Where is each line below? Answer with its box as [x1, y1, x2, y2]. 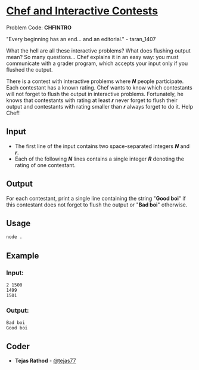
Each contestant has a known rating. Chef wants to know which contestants [6, 84, 192, 91]
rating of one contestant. [14, 161, 76, 168]
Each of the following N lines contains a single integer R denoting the [14, 155, 185, 162]
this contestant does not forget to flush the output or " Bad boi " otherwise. [6, 201, 188, 208]
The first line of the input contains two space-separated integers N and [14, 142, 189, 150]
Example [6, 251, 39, 261]
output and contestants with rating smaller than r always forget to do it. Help [6, 103, 194, 110]
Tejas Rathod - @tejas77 [14, 357, 76, 365]
